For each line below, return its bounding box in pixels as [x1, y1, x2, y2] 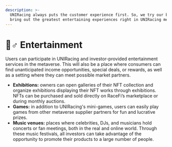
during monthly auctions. [12, 98, 66, 105]
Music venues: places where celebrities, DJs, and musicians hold [12, 120, 152, 126]
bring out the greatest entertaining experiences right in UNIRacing [10, 17, 161, 22]
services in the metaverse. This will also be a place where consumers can [5, 61, 161, 67]
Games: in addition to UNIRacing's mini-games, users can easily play [12, 104, 159, 110]
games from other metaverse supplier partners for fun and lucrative [12, 109, 156, 115]
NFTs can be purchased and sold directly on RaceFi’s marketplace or [12, 93, 158, 99]
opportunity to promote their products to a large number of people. [12, 136, 154, 142]
